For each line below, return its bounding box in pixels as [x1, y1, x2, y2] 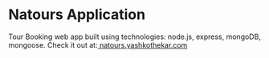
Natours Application [8, 6, 146, 24]
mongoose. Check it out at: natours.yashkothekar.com [8, 40, 188, 49]
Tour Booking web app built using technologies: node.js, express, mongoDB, [8, 32, 261, 41]
